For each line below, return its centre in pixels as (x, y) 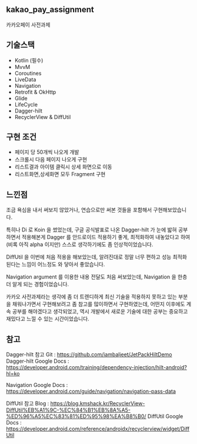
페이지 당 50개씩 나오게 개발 (47, 152)
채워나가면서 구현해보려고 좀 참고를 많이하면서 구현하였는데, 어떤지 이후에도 (98, 304)
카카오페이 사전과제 (28, 24)
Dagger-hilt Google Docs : (38, 361)
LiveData (25, 79)
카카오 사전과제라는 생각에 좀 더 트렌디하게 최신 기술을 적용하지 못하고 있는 (92, 297)
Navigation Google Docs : (37, 385)
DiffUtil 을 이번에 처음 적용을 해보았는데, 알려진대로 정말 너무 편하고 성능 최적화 (96, 257)
